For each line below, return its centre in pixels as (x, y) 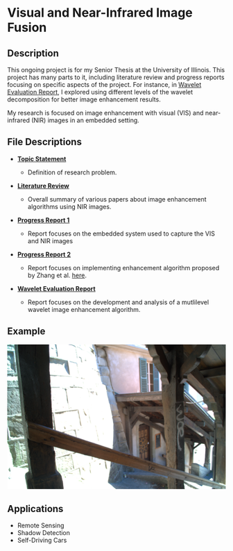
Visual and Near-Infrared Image (100, 13)
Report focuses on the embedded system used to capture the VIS (121, 233)
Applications (35, 509)
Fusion (27, 27)
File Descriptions (44, 142)
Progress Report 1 (43, 220)
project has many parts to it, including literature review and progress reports (116, 77)
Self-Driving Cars (42, 541)
